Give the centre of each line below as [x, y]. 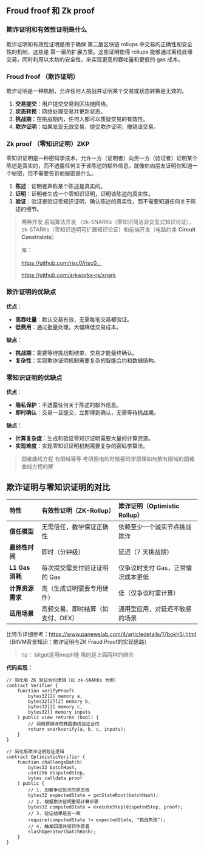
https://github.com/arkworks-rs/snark [69, 275]
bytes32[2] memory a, [56, 696]
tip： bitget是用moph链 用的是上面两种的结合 [77, 654]
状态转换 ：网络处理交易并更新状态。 [60, 111]
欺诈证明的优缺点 [31, 292]
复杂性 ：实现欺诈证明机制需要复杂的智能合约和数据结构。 [87, 360]
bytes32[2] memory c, [56, 706]
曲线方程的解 [37, 466]
